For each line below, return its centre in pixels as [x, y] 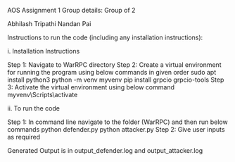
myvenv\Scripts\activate [43, 95]
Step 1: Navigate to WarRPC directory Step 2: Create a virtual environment [114, 65]
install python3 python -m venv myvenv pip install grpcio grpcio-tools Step [116, 80]
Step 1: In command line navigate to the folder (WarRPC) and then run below [118, 122]
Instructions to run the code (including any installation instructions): [105, 37]
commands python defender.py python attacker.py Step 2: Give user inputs [116, 129]
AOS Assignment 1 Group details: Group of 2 [71, 10]
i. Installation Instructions [44, 51]
